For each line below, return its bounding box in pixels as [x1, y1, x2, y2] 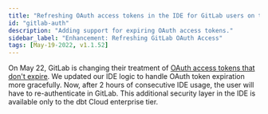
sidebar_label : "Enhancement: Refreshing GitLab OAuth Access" [8, 33, 223, 42]
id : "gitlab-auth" [8, 19, 69, 27]
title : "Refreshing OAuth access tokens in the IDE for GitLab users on [8, 11, 255, 20]
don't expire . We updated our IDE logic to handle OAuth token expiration [8, 72, 245, 81]
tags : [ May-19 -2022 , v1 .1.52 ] [8, 41, 109, 49]
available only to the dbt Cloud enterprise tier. [8, 97, 159, 107]
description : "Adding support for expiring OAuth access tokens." [8, 26, 234, 34]
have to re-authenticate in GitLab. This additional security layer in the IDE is [8, 88, 256, 98]
